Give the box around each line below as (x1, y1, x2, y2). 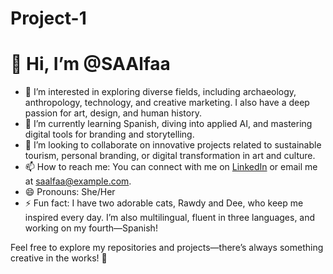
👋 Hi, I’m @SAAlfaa (10, 53, 171, 76)
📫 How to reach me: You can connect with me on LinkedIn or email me (24, 161, 318, 173)
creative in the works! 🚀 (10, 252, 108, 264)
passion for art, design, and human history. (24, 107, 202, 119)
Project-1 (10, 7, 87, 30)
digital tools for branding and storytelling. (24, 128, 195, 141)
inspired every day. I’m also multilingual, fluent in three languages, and (24, 212, 316, 224)
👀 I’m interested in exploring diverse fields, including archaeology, (24, 86, 297, 98)
